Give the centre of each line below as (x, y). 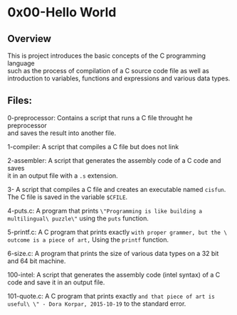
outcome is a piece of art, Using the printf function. (88, 240)
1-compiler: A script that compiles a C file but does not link (93, 146)
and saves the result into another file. (62, 133)
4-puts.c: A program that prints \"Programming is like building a (105, 210)
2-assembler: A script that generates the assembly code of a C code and (114, 160)
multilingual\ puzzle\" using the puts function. (78, 218)
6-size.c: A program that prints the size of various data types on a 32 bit (113, 253)
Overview (30, 39)
